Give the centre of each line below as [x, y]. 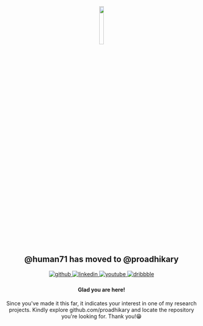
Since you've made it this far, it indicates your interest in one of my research [101, 303]
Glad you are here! [101, 290]
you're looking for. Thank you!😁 [101, 316]
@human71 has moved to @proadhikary [101, 259]
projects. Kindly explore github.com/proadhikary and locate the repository [101, 310]
